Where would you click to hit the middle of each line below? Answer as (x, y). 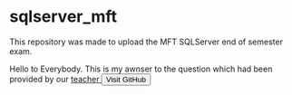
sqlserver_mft (63, 17)
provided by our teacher (54, 79)
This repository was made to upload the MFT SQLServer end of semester (146, 42)
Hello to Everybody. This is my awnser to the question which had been (141, 69)
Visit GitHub (126, 79)
